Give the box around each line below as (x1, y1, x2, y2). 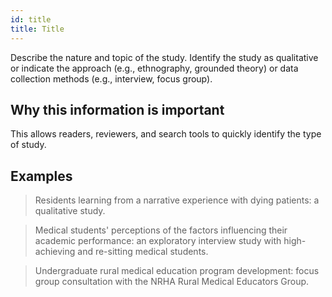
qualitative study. (34, 205, 106, 217)
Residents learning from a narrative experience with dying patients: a (34, 194, 320, 206)
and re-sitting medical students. (77, 246, 209, 258)
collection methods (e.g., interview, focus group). (10, 72, 213, 85)
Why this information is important (10, 101, 225, 118)
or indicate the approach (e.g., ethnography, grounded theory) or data (10, 62, 299, 74)
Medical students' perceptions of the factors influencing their (34, 224, 288, 236)
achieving (34, 246, 76, 258)
